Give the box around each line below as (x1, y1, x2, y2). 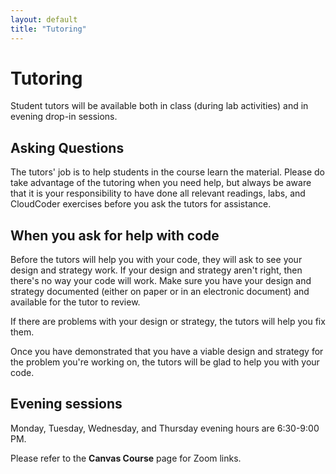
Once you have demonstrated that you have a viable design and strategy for (10, 346, 324, 358)
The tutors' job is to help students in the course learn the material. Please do (10, 166, 325, 178)
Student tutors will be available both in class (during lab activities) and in (10, 100, 309, 112)
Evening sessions (10, 396, 123, 413)
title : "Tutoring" (10, 24, 87, 34)
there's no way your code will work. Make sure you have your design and (10, 275, 312, 287)
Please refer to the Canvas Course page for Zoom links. (10, 452, 242, 464)
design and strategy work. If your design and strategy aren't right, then (10, 264, 303, 276)
